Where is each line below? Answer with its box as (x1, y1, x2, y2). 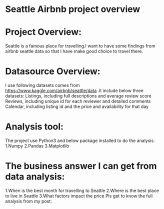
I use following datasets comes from (5, 82, 80, 88)
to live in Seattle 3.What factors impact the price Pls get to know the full (5, 192, 153, 198)
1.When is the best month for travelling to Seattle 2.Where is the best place (5, 187, 159, 193)
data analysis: (5, 171, 65, 182)
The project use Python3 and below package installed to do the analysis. (5, 137, 155, 143)
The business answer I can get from (5, 160, 157, 172)
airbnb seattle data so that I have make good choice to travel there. (5, 48, 143, 54)
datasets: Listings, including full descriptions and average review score (5, 93, 151, 99)
